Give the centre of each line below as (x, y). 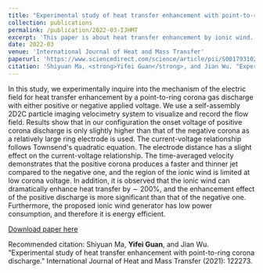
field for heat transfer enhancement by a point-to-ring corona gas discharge (131, 97)
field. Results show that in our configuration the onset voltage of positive (125, 122)
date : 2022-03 (31, 45)
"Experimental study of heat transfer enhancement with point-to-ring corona (131, 253)
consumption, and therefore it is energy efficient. (87, 213)
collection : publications (50, 23)
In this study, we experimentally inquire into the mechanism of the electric (127, 89)
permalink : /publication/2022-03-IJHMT (73, 30)
